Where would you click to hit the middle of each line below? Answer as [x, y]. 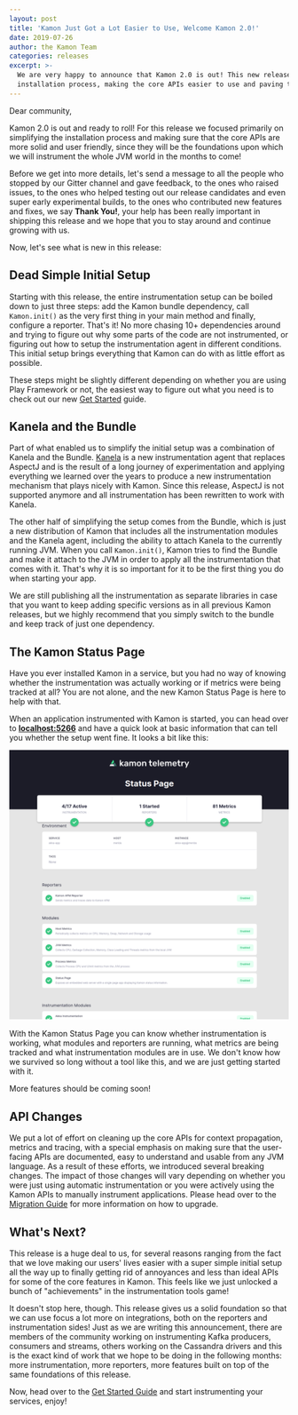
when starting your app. [53, 578]
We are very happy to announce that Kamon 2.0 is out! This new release [154, 76]
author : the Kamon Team [53, 47]
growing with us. [39, 230]
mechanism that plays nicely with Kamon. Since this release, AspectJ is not [147, 486]
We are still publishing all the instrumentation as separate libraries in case [143, 596]
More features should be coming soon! [80, 1089]
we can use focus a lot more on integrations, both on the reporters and [138, 1318]
